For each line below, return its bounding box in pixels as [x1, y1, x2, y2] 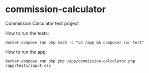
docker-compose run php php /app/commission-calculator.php [5, 58, 136, 64]
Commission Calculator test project [5, 20, 79, 26]
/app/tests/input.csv [5, 63, 51, 68]
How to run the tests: [5, 30, 49, 36]
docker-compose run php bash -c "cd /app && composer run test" [5, 40, 144, 45]
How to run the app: [5, 49, 47, 55]
